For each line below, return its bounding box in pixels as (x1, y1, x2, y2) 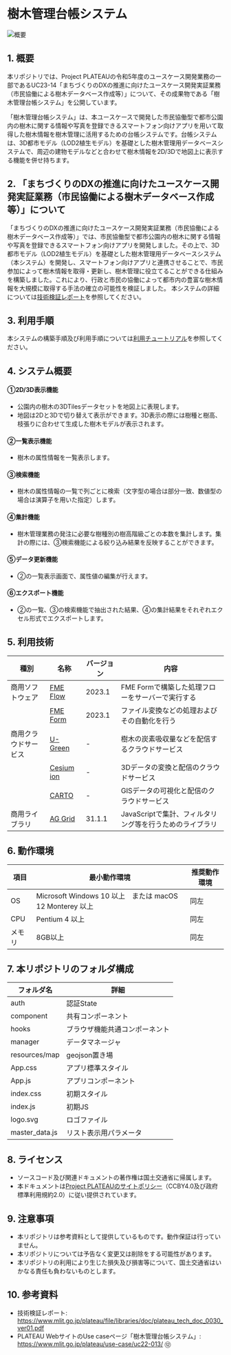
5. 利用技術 (7, 636, 54, 648)
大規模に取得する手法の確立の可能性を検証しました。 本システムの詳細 (19, 284, 220, 292)
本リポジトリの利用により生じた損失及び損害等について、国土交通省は (16, 1258, 216, 1267)
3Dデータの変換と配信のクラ (120, 762, 213, 772)
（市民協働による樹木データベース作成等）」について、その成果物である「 (7, 89, 214, 97)
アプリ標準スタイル (66, 1064, 129, 1073)
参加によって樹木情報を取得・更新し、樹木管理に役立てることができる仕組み (7, 266, 223, 275)
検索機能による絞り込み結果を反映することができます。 (61, 538, 218, 546)
